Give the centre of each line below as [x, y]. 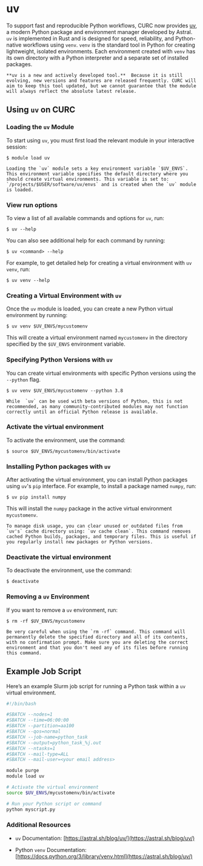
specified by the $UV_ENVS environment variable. [66, 344]
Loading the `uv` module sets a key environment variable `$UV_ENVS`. [97, 169]
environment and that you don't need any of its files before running [97, 648]
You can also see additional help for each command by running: [86, 240]
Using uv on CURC [41, 110]
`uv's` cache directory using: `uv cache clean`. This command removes [98, 532]
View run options [32, 205]
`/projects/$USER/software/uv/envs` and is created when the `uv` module [101, 184]
